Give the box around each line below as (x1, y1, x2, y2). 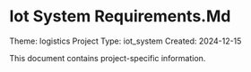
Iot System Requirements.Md (9, 6, 231, 27)
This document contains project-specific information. (9, 52, 206, 63)
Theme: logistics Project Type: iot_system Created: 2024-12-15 (9, 36, 242, 46)
